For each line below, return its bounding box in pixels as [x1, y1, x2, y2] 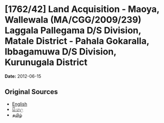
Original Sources [4, 87, 58, 96]
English [11, 101, 27, 107]
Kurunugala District [4, 56, 88, 68]
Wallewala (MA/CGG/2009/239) [4, 14, 141, 25]
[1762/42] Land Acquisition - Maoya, [4, 3, 159, 15]
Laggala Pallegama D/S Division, [4, 25, 141, 36]
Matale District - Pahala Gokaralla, [4, 35, 149, 47]
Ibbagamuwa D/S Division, [4, 46, 116, 57]
